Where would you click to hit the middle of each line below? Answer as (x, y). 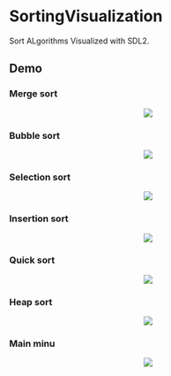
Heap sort (31, 302)
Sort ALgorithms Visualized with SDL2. (79, 41)
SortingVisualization (86, 16)
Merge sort (33, 94)
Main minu (32, 344)
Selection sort (40, 177)
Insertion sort (39, 219)
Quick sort (32, 260)
